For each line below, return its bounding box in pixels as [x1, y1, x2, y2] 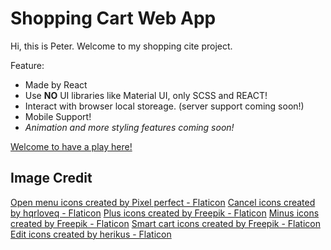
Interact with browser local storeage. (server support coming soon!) [24, 100, 305, 112]
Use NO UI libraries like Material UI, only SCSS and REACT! [24, 89, 268, 101]
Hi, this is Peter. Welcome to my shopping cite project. [10, 40, 233, 52]
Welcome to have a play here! [10, 140, 133, 152]
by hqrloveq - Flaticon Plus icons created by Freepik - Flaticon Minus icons [10, 207, 320, 219]
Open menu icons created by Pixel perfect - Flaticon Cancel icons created [10, 196, 316, 208]
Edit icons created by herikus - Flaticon [10, 228, 172, 240]
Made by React [24, 78, 88, 91]
